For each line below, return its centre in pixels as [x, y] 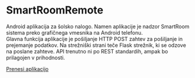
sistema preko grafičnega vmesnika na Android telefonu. [75, 32]
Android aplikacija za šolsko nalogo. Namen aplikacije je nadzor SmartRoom [98, 26]
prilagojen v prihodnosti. [36, 57]
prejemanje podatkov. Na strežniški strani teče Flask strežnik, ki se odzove [96, 45]
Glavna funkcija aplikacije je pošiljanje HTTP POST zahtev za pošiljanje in [95, 39]
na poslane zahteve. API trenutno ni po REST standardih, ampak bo [87, 51]
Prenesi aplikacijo [27, 69]
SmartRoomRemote [55, 10]
